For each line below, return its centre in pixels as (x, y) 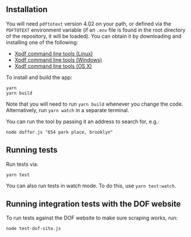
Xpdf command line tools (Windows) (58, 60)
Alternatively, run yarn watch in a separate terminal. (68, 110)
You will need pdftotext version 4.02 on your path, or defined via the (89, 23)
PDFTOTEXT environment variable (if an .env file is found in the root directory (96, 30)
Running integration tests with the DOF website (93, 204)
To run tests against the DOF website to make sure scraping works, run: (92, 218)
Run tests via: (22, 164)
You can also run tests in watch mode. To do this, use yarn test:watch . (91, 186)
